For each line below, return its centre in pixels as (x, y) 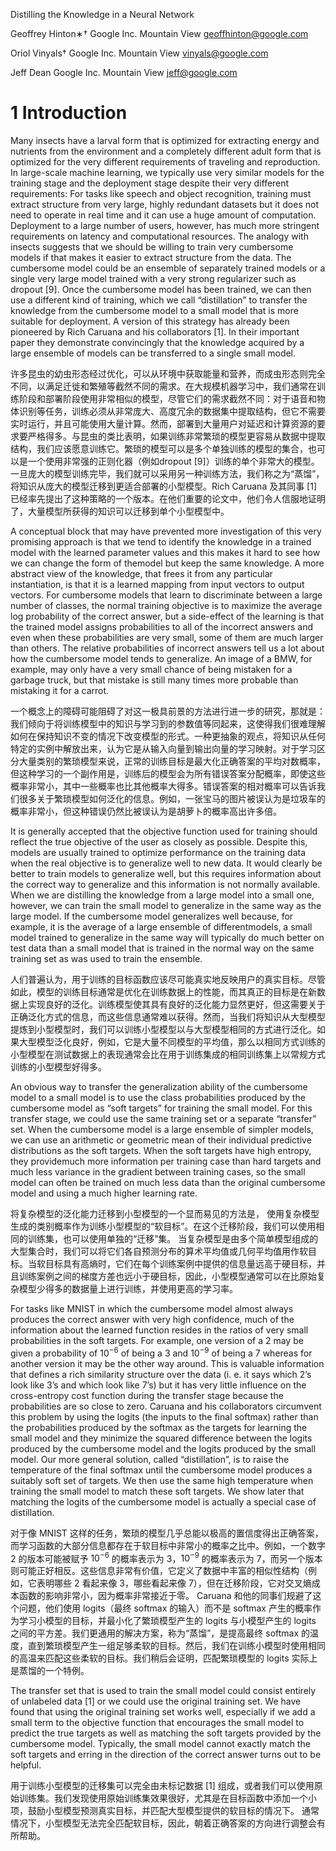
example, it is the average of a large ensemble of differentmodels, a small (161, 926)
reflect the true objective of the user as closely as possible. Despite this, (159, 841)
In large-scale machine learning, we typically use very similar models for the (167, 172)
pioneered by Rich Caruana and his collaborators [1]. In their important (155, 331)
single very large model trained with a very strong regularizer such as (153, 278)
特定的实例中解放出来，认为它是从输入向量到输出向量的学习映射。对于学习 (163, 748)
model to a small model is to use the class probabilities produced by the (158, 1097)
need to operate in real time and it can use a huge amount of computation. (163, 215)
